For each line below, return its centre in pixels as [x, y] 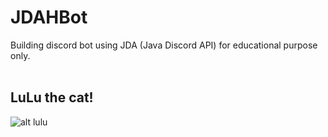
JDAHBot [49, 17]
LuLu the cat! [52, 97]
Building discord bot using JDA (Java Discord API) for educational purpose [164, 45]
